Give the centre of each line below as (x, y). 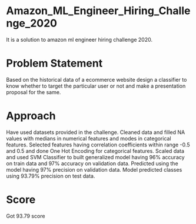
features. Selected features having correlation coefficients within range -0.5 (98, 145)
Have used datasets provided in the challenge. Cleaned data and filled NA (96, 132)
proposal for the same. (34, 92)
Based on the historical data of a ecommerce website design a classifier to (97, 79)
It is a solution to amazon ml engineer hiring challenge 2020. (79, 39)
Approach (31, 116)
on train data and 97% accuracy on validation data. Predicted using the (92, 163)
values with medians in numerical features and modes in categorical (89, 138)
